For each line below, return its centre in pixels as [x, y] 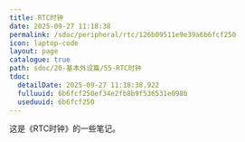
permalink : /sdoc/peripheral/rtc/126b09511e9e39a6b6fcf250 [123, 34]
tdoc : [19, 77]
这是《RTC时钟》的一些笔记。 [65, 128]
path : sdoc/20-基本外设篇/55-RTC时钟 [75, 69]
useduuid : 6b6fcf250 [56, 102]
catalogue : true [40, 60]
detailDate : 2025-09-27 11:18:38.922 [89, 85]
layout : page [34, 52]
